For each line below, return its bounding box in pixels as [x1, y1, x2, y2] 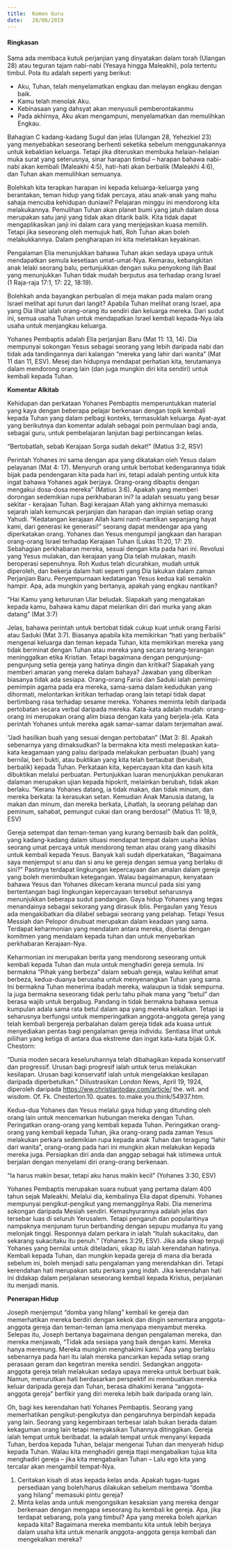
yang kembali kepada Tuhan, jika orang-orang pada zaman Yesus [25, 1127, 214, 1137]
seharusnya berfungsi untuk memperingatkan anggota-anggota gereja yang [7, 1012, 225, 1020]
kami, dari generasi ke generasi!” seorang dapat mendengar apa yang [7, 522, 207, 531]
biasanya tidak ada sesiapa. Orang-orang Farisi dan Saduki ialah [7, 675, 191, 683]
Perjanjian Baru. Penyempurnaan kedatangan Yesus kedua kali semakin [7, 574, 212, 582]
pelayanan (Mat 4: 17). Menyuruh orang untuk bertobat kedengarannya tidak [7, 463, 226, 471]
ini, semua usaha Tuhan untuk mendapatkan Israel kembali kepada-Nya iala [7, 314, 224, 322]
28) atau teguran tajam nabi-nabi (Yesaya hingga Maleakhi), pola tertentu [7, 61, 217, 70]
